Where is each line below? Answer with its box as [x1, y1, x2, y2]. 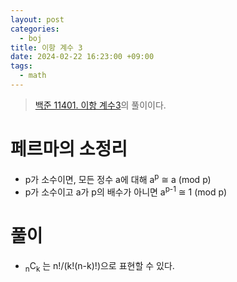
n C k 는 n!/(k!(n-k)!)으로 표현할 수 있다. [24, 260, 175, 274]
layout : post [10, 14, 65, 25]
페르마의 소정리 [10, 138, 128, 161]
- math [19, 71, 47, 81]
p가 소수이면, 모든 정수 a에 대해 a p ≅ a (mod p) [24, 171, 212, 185]
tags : [10, 61, 33, 71]
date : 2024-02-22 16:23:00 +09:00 [10, 52, 155, 62]
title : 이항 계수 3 [10, 42, 83, 53]
